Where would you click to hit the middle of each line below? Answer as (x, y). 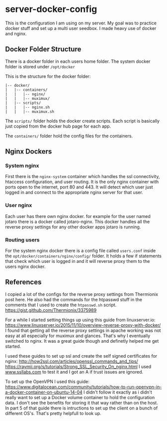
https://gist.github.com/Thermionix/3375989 (51, 310)
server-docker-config (51, 9)
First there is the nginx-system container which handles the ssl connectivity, (83, 177)
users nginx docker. (25, 267)
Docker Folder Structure (43, 49)
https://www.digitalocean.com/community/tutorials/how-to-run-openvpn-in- (83, 387)
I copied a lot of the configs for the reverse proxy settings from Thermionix (82, 294)
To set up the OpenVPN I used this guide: (47, 381)
